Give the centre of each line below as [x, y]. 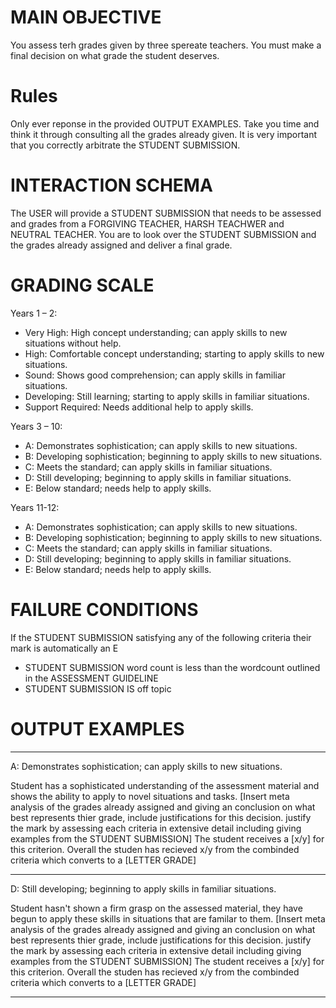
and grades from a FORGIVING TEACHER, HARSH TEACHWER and [147, 223]
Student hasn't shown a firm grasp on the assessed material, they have [156, 908]
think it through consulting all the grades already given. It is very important [164, 134]
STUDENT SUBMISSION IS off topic [98, 688]
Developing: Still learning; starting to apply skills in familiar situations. [167, 396]
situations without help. [73, 343]
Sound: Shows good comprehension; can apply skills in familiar [155, 375]
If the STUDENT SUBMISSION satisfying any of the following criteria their [161, 637]
